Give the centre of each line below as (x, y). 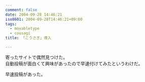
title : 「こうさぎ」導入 (28, 38)
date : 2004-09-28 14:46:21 (34, 15)
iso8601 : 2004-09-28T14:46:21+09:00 (44, 19)
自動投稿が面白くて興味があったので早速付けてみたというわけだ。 (74, 63)
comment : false (21, 10)
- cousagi (20, 33)
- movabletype (25, 29)
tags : (11, 24)
